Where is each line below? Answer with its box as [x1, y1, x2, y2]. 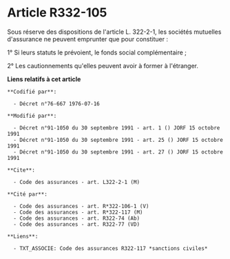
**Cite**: [7, 167, 36, 174]
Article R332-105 [7, 5, 107, 21]
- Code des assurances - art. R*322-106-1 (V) [13, 203, 149, 209]
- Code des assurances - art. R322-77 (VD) [13, 220, 140, 228]
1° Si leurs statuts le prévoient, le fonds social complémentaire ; [7, 48, 187, 56]
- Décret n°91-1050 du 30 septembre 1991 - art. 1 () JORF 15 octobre [13, 124, 220, 132]
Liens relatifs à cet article [7, 74, 81, 83]
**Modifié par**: [7, 112, 57, 119]
